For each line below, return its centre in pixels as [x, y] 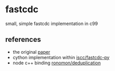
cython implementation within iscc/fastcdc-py [61, 57]
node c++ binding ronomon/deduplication [57, 63]
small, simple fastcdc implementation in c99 [52, 23]
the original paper [31, 52]
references [23, 40]
